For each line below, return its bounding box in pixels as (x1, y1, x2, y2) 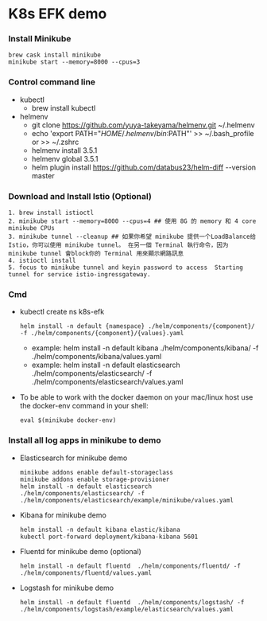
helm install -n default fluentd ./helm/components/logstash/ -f (19, 598, 245, 606)
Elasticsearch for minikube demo (19, 453, 128, 463)
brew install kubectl (31, 103, 96, 112)
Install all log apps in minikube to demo (8, 435, 161, 446)
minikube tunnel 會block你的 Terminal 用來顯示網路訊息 (8, 250, 184, 258)
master (31, 170, 55, 180)
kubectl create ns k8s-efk (19, 307, 105, 317)
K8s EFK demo (8, 5, 107, 23)
